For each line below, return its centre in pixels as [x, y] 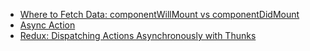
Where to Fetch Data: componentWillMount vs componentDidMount [159, 14]
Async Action [47, 25]
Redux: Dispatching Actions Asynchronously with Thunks [138, 35]
